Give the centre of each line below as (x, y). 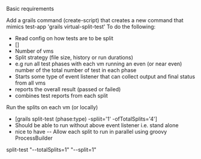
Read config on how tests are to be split (64, 38)
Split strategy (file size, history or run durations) (74, 57)
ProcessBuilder (34, 138)
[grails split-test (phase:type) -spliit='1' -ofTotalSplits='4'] (86, 119)
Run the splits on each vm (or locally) (52, 107)
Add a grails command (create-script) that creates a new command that (95, 20)
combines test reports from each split (61, 96)
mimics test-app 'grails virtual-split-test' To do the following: (81, 27)
